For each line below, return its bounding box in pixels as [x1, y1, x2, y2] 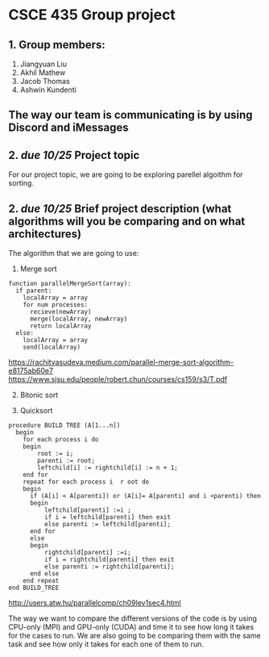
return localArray [29, 322, 92, 330]
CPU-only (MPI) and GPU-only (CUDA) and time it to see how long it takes [8, 622, 255, 632]
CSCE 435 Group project [8, 6, 176, 24]
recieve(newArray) [29, 308, 92, 316]
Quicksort [19, 406, 53, 416]
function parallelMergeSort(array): [8, 280, 131, 288]
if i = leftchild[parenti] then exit [43, 513, 172, 521]
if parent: [15, 287, 52, 295]
